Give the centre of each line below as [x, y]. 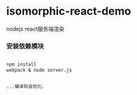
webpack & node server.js [39, 70]
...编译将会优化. [25, 86]
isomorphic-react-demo [69, 11]
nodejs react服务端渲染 [35, 29]
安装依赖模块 [25, 46]
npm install [21, 65]
